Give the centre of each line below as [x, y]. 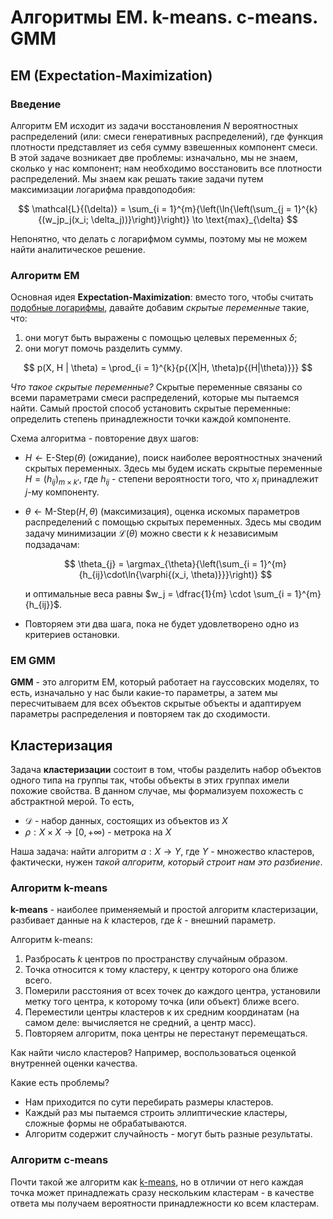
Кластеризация [61, 745]
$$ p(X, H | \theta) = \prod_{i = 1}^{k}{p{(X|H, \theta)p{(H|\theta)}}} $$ [168, 368]
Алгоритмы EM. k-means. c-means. [164, 17]
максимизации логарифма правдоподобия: [103, 189]
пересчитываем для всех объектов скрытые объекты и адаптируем [156, 703]
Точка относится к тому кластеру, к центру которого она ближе [161, 970]
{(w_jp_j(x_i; [63, 219]
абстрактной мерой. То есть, [72, 802]
